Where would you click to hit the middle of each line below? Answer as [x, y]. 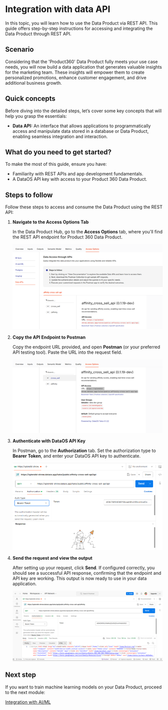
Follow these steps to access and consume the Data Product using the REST [84, 207]
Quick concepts [30, 99]
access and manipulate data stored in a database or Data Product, [80, 131]
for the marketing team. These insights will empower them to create [75, 72]
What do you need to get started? [58, 152]
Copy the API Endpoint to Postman [49, 337]
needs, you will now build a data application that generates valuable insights [84, 67]
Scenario [19, 49]
